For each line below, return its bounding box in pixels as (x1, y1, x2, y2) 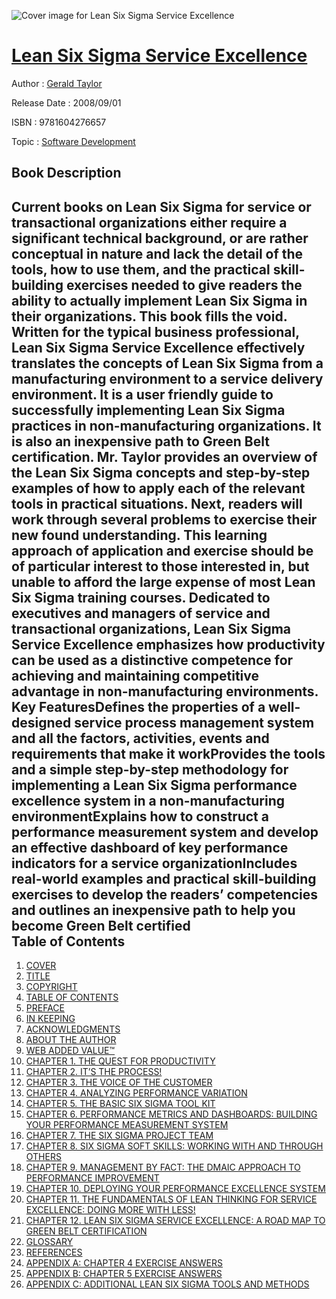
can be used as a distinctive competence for (11, 651, 294, 669)
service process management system (74, 714, 315, 731)
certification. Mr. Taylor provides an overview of (11, 448, 318, 465)
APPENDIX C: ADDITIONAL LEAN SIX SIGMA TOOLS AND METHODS (25, 1278, 310, 1290)
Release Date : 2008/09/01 (11, 96, 122, 109)
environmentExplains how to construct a (11, 808, 269, 825)
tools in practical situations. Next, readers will (11, 495, 303, 512)
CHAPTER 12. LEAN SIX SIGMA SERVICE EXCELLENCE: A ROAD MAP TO (25, 1215, 326, 1227)
